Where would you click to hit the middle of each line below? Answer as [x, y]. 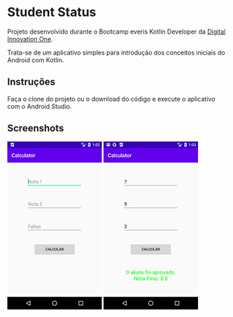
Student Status [52, 12]
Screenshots [36, 128]
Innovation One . [30, 38]
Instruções [31, 82]
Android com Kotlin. [36, 59]
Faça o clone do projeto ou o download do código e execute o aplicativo [111, 99]
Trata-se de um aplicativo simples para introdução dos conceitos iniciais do [116, 52]
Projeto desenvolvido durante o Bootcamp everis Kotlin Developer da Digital [116, 31]
